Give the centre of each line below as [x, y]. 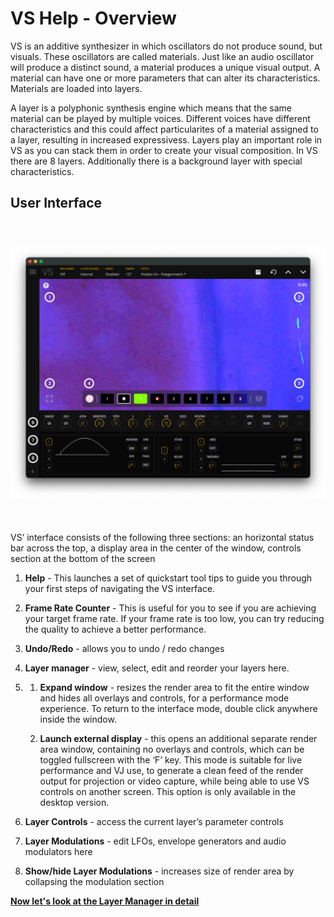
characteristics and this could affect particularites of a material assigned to [164, 129]
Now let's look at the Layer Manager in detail [105, 901]
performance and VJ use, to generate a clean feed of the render [171, 771]
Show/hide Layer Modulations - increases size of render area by [159, 871]
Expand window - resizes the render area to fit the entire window [174, 688]
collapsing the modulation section [94, 882]
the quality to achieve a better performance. [115, 629]
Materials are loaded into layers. [76, 88]
